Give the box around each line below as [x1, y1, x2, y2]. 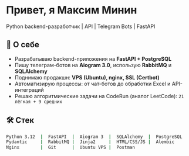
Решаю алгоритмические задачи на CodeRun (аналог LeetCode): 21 [14, 92, 184, 99]
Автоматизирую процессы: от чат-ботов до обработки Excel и [14, 80, 171, 87]
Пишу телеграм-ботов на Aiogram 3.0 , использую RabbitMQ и [14, 61, 172, 68]
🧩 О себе [6, 40, 40, 50]
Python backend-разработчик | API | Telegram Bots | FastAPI [6, 23, 156, 30]
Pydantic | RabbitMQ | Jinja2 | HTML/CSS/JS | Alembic [6, 139, 175, 145]
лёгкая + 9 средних [14, 99, 63, 105]
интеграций [14, 86, 44, 93]
